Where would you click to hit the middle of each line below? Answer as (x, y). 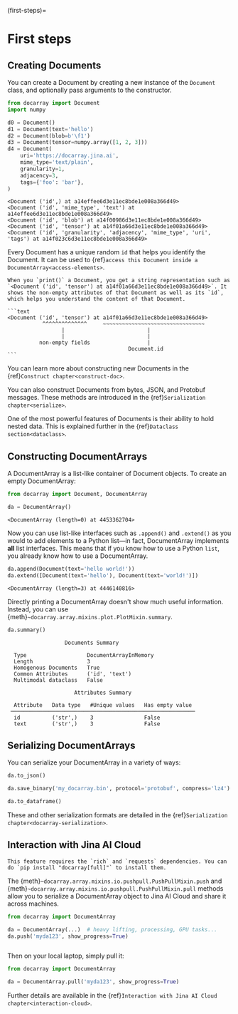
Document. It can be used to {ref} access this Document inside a (103, 260)
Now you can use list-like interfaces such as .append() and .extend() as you (119, 533)
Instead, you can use (38, 609)
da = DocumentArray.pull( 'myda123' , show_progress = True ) (93, 982)
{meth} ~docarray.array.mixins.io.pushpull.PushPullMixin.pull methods (115, 888)
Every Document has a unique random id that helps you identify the (107, 252)
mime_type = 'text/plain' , (57, 162)
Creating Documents (54, 65)
